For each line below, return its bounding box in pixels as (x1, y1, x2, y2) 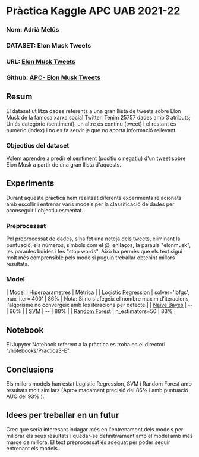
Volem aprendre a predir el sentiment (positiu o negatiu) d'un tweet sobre (6, 155, 186, 162)
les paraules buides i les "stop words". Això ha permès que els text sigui (6, 248, 182, 255)
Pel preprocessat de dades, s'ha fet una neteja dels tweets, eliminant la (6, 235, 181, 242)
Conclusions (6, 364, 54, 374)
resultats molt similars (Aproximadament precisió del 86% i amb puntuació (6, 387, 189, 394)
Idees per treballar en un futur (6, 410, 119, 420)
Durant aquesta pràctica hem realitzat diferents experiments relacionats (6, 194, 182, 201)
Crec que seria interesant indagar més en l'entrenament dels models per (6, 425, 184, 433)
